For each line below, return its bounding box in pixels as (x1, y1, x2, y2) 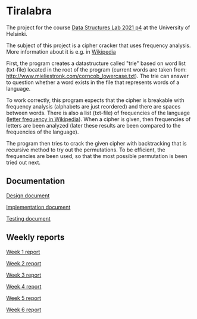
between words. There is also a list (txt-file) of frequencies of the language (6, 109, 190, 116)
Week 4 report (6, 283, 42, 290)
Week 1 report (6, 248, 40, 255)
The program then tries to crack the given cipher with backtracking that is (6, 140, 187, 147)
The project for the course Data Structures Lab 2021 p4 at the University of (6, 24, 190, 31)
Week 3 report (6, 271, 42, 278)
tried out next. (6, 159, 40, 166)
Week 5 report (6, 294, 42, 302)
